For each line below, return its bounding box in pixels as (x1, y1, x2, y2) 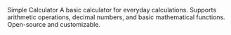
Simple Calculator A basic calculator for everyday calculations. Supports (7, 6, 216, 14)
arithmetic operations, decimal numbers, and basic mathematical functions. (7, 13, 226, 21)
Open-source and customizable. (7, 21, 100, 28)
